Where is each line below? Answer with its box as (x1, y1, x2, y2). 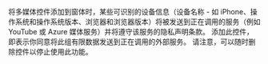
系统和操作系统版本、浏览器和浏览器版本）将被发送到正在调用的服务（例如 (14, 17, 261, 26)
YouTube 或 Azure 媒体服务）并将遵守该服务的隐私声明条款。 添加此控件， (8, 27, 254, 36)
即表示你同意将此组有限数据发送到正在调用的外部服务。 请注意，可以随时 (8, 37, 249, 46)
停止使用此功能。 (35, 47, 93, 56)
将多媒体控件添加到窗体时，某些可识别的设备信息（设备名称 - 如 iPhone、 (8, 7, 250, 16)
